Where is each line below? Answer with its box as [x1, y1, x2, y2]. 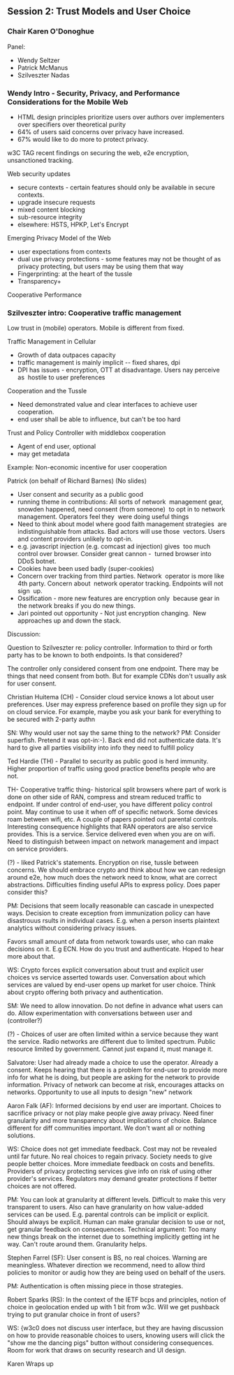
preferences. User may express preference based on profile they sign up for [7, 700, 227, 708]
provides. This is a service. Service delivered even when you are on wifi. [7, 830, 216, 838]
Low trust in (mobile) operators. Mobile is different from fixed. [7, 324, 185, 333]
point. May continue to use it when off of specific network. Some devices [7, 808, 218, 816]
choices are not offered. [7, 1182, 77, 1191]
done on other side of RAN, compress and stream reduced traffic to [7, 793, 202, 801]
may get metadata [17, 450, 70, 458]
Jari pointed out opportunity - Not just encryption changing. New [17, 609, 207, 618]
